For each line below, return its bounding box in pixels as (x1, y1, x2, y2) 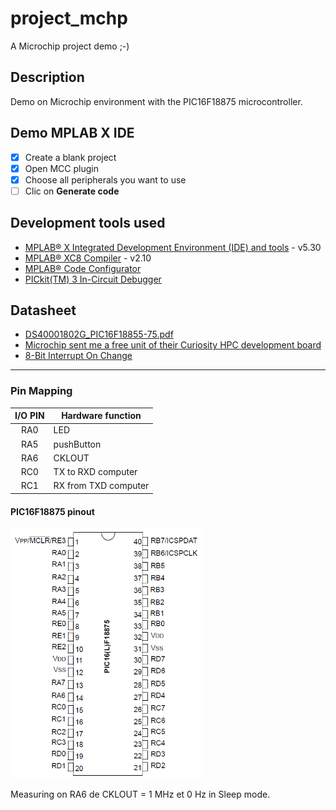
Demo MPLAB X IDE (10, 125, 135, 142)
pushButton (53, 438, 102, 450)
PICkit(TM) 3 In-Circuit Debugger (24, 273, 162, 285)
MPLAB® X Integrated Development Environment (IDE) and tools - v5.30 (24, 241, 322, 253)
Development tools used (10, 215, 166, 232)
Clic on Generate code (24, 185, 120, 197)
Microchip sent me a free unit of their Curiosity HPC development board (24, 339, 322, 351)
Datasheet (10, 302, 77, 319)
